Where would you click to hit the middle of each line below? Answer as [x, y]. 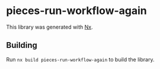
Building [22, 45]
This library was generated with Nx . [49, 27]
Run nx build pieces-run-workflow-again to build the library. [80, 59]
